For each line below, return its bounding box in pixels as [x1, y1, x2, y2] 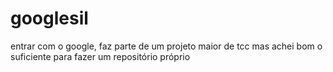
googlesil [10, 7, 89, 30]
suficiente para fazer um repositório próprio [10, 50, 191, 62]
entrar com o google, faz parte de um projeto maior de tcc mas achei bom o [10, 40, 323, 52]
